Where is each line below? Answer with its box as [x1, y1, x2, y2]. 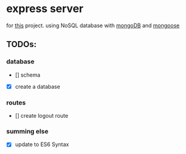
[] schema [14, 71, 40, 79]
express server [6, 2, 83, 16]
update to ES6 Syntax [14, 141, 69, 148]
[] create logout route [14, 112, 68, 119]
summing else [6, 127, 49, 135]
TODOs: [6, 39, 37, 50]
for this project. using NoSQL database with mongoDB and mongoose [6, 22, 180, 29]
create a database [14, 83, 60, 90]
